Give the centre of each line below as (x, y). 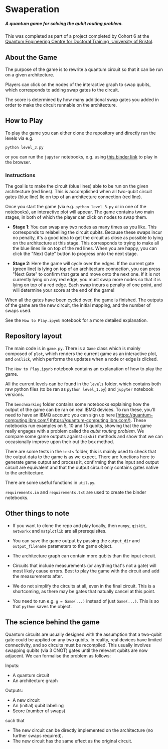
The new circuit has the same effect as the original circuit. (72, 741)
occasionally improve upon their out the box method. (60, 442)
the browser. (18, 162)
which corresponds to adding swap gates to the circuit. (62, 90)
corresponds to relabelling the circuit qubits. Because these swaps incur (87, 232)
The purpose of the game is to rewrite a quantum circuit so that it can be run (84, 69)
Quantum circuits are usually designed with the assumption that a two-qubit (83, 634)
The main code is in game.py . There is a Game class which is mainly (73, 348)
